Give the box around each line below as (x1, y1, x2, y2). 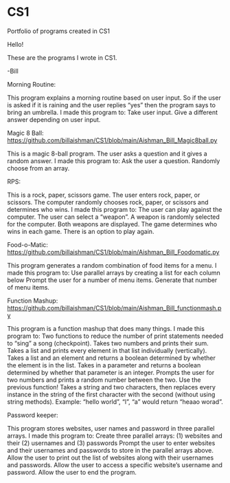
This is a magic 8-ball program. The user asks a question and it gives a (7, 149, 207, 158)
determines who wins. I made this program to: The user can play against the (7, 205, 222, 213)
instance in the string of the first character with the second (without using (7, 390, 216, 398)
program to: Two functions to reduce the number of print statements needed (7, 332, 224, 340)
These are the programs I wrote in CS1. (7, 53, 117, 62)
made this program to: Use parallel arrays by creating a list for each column (7, 268, 221, 277)
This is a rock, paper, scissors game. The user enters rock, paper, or (7, 191, 200, 199)
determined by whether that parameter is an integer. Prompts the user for (7, 368, 215, 376)
